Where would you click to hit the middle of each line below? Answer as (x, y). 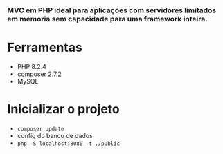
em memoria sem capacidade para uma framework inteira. (107, 19)
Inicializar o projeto (63, 109)
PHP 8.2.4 (32, 66)
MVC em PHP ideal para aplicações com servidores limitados (112, 10)
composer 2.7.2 (39, 74)
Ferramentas (45, 48)
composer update (41, 129)
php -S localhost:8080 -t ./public (69, 144)
